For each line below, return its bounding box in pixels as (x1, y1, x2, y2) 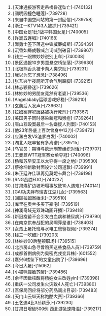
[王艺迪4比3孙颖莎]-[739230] (12, 300, 73, 305)
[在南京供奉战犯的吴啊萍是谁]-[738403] (12, 220, 94, 225)
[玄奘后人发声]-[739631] (12, 103, 62, 108)
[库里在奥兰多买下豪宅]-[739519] (12, 201, 79, 207)
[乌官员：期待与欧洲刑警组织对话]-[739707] (12, 146, 102, 152)
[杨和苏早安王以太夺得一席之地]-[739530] (12, 158, 98, 164)
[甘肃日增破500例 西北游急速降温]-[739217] (12, 306, 102, 312)
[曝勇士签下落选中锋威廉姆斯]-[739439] (12, 41, 94, 47)
